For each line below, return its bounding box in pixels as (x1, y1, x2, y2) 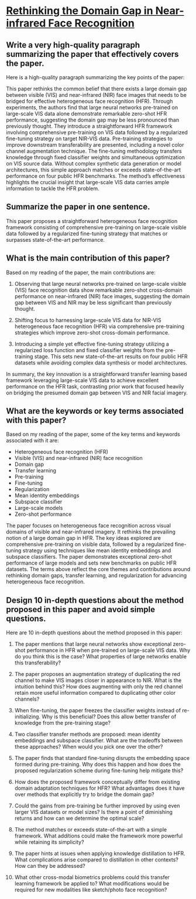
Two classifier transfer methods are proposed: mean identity (14, 731, 161, 738)
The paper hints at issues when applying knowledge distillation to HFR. (14, 850, 185, 857)
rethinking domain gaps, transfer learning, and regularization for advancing (6, 572, 187, 579)
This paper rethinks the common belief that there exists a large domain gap (6, 85, 187, 92)
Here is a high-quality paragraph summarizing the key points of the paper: (6, 74, 185, 80)
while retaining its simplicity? (14, 839, 84, 846)
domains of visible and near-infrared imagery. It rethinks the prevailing (6, 528, 176, 535)
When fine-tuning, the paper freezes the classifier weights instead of (14, 707, 181, 714)
